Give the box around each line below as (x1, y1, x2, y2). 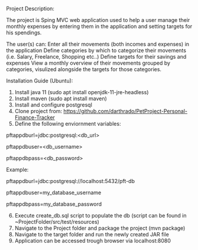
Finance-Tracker (14, 114, 55, 121)
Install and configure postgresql (14, 101, 93, 108)
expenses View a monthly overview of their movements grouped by (6, 59, 170, 66)
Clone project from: (14, 108, 63, 114)
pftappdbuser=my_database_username (6, 189, 102, 196)
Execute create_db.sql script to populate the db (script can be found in (14, 212, 187, 219)
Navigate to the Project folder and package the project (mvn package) (14, 225, 186, 232)
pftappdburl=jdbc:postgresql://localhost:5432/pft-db (6, 178, 135, 184)
